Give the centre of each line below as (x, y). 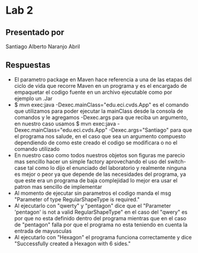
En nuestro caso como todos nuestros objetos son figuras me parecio (100, 155)
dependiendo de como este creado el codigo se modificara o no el (96, 143)
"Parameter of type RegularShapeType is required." (77, 199)
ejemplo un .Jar (33, 98)
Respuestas (28, 65)
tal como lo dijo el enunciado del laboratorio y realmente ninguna (107, 167)
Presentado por (35, 32)
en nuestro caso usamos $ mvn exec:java (65, 124)
